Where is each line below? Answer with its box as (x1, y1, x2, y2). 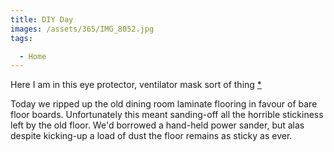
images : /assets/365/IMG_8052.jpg (10, 24, 155, 34)
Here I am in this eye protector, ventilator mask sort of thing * (10, 79, 262, 91)
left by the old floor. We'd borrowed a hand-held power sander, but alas (10, 119, 305, 131)
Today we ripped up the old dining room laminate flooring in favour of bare (10, 98, 318, 110)
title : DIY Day (10, 14, 74, 25)
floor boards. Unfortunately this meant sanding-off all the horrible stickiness (10, 109, 324, 121)
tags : (10, 33, 33, 43)
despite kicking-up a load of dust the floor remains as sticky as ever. (10, 130, 293, 142)
